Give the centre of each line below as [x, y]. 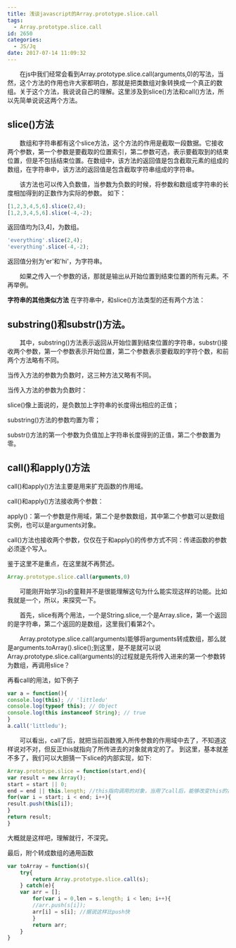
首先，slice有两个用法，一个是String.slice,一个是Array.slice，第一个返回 [123, 615]
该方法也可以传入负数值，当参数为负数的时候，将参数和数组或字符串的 [121, 184]
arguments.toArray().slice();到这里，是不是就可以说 [87, 647]
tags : [15, 20]
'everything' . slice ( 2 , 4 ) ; [45, 241]
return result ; [29, 817]
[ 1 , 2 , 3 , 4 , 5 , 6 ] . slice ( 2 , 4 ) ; [47, 206]
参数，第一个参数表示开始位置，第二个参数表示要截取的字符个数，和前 [127, 351]
